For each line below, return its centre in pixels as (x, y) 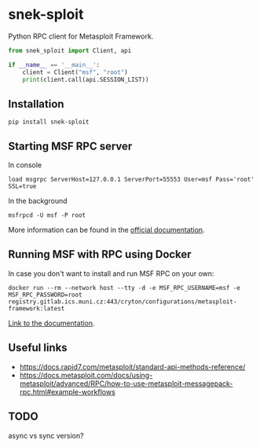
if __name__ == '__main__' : (54, 64)
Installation (36, 104)
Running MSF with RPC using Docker (100, 254)
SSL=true (22, 186)
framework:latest (37, 308)
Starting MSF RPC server (70, 146)
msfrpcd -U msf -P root (47, 215)
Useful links (38, 348)
